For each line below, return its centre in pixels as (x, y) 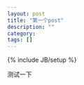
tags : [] (20, 40)
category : (22, 33)
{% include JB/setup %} (42, 60)
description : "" (31, 27)
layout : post (26, 14)
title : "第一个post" (36, 20)
